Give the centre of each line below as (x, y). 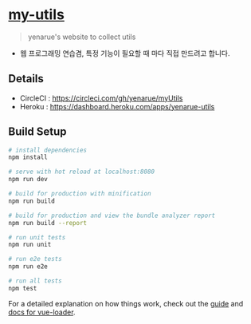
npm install (28, 157)
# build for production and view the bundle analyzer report (112, 215)
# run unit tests (37, 237)
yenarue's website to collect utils (82, 37)
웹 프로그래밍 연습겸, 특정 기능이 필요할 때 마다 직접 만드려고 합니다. (125, 53)
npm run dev (28, 180)
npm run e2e (28, 267)
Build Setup (37, 132)
